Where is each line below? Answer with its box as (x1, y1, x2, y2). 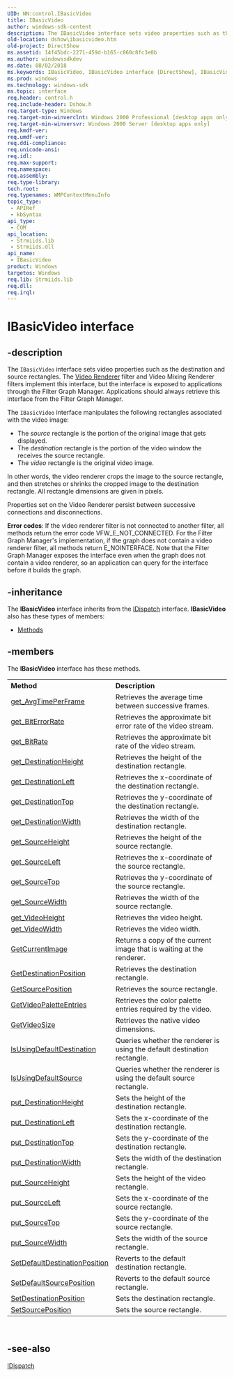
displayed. (17, 436, 47, 445)
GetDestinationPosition (10, 968, 86, 978)
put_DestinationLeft (10, 1117, 75, 1127)
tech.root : (7, 185, 39, 192)
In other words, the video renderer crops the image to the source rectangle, (7, 472, 224, 481)
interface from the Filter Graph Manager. (7, 395, 123, 403)
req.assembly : (7, 172, 49, 179)
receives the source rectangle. (17, 451, 105, 460)
